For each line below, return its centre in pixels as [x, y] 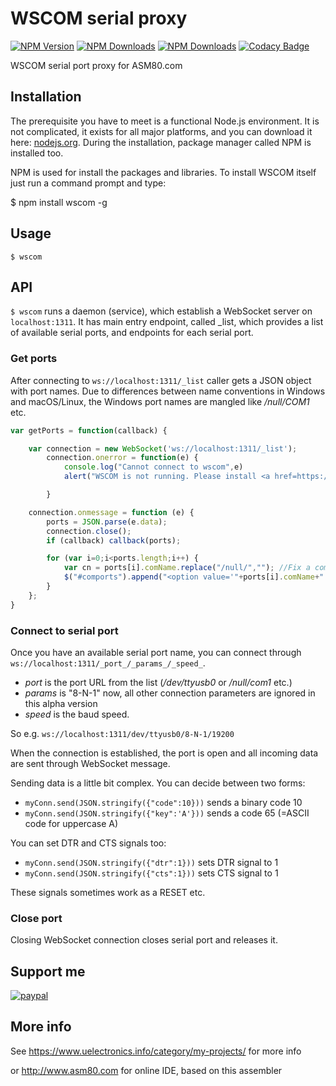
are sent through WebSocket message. [90, 763]
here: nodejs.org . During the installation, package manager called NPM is [161, 142]
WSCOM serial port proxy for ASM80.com [96, 65]
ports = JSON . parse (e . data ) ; [107, 522]
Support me [48, 971]
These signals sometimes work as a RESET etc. [108, 892]
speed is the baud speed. [77, 714]
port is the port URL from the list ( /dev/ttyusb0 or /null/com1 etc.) [158, 682]
